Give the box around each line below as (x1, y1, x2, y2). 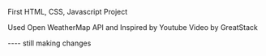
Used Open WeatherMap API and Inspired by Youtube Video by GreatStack (7, 23, 259, 32)
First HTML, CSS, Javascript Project (7, 7, 128, 16)
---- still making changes (7, 38, 92, 48)
